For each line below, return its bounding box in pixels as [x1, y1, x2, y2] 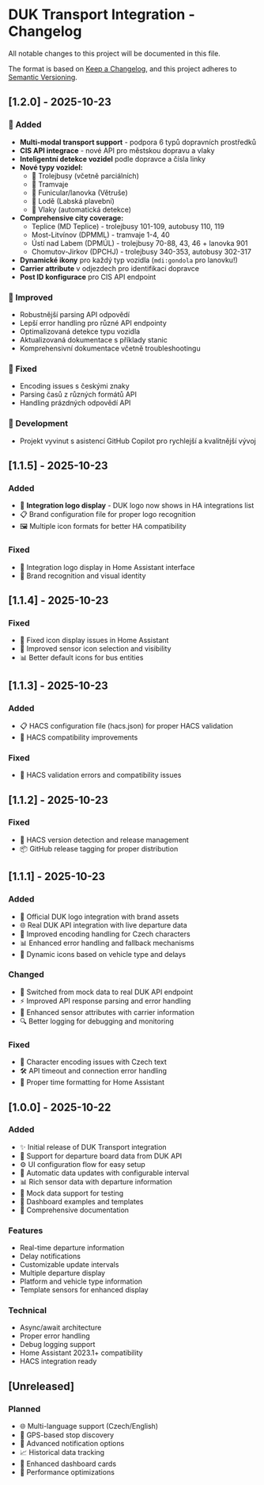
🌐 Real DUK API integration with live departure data [19, 920, 187, 929]
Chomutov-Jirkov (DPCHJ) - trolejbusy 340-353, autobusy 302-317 [31, 247, 251, 256]
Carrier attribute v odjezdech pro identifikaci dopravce [19, 263, 200, 273]
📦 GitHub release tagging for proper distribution [19, 844, 179, 853]
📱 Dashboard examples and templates [19, 1196, 144, 1206]
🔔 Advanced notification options [19, 1439, 125, 1449]
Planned [8, 1403, 41, 1414]
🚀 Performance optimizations [19, 1468, 115, 1477]
